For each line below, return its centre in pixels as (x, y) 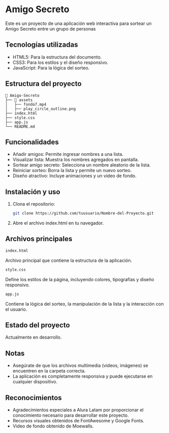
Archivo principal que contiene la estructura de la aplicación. (69, 260)
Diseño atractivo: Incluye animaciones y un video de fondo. (75, 176)
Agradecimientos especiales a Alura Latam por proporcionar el (78, 410)
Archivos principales (39, 239)
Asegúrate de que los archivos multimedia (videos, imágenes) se (80, 365)
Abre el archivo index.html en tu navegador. (58, 223)
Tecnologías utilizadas (42, 45)
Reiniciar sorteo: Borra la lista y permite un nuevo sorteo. (72, 171)
